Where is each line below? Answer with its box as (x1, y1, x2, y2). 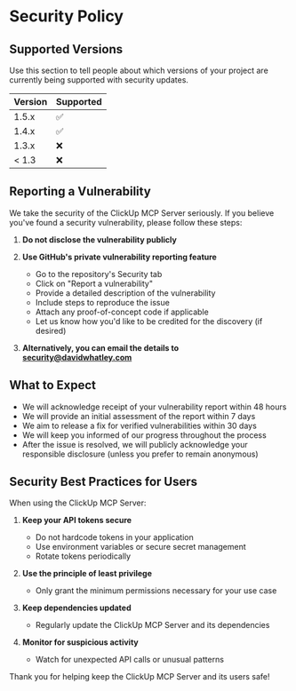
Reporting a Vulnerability (9, 184, 151, 199)
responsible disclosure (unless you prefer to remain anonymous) (21, 449, 260, 459)
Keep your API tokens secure (21, 515, 132, 526)
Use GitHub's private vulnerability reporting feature (21, 251, 218, 262)
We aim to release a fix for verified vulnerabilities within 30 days (21, 420, 258, 431)
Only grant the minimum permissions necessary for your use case (35, 585, 277, 596)
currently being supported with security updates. (9, 75, 189, 85)
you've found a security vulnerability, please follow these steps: (9, 217, 243, 227)
